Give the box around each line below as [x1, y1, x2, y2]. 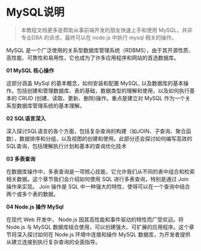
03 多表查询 [6, 155, 36, 162]
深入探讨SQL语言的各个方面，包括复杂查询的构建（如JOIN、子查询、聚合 [6, 127, 187, 135]
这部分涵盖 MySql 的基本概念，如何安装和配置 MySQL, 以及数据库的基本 [6, 79, 184, 87]
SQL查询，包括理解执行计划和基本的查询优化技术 [6, 142, 127, 150]
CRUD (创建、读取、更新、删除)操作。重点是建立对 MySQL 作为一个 [17, 94, 185, 102]
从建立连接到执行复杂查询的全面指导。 [6, 238, 100, 246]
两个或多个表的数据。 [6, 190, 59, 198]
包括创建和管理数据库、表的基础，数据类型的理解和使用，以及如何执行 [16, 87, 190, 94]
